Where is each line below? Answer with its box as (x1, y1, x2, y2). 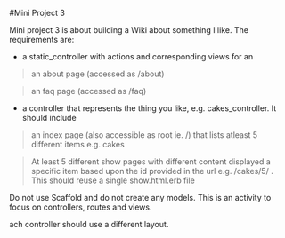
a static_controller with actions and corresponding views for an (21, 52, 254, 61)
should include (21, 113, 77, 123)
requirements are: (9, 35, 75, 44)
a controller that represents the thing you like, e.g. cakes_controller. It (21, 103, 277, 114)
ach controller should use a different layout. (9, 219, 169, 229)
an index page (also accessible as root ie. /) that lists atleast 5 (30, 130, 258, 140)
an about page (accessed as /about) (30, 68, 165, 79)
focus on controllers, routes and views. (9, 202, 152, 212)
